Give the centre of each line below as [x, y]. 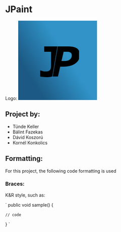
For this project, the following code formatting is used [61, 171]
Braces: [15, 184]
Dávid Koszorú [28, 137]
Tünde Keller [26, 126]
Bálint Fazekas [27, 132]
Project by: [23, 114]
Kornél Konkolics [30, 143]
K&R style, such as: [25, 195]
